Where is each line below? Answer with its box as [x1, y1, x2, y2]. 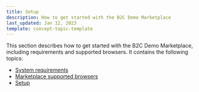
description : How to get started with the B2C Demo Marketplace [6, 14, 171, 20]
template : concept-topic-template [6, 25, 93, 32]
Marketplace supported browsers [14, 73, 98, 80]
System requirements [14, 67, 69, 74]
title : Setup [6, 8, 39, 15]
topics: [6, 55, 24, 62]
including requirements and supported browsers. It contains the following [6, 49, 189, 56]
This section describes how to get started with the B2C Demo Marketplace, [6, 42, 193, 49]
